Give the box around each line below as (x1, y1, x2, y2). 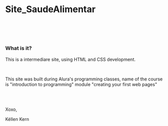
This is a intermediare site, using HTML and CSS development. (5, 56, 136, 62)
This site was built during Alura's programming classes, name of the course (5, 76, 163, 82)
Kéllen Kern (5, 116, 29, 122)
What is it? (5, 45, 32, 52)
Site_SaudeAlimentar (5, 4, 96, 15)
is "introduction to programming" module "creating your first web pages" (5, 81, 157, 87)
